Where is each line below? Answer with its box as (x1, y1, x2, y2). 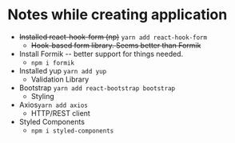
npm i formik (30, 58, 75, 67)
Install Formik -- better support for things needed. (18, 49, 184, 58)
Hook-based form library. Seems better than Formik (30, 40, 201, 50)
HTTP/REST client (30, 108, 91, 117)
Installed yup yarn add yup (18, 66, 107, 75)
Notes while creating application (7, 6, 228, 24)
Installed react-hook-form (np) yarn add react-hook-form (18, 32, 208, 42)
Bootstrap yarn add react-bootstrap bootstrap (18, 82, 176, 93)
